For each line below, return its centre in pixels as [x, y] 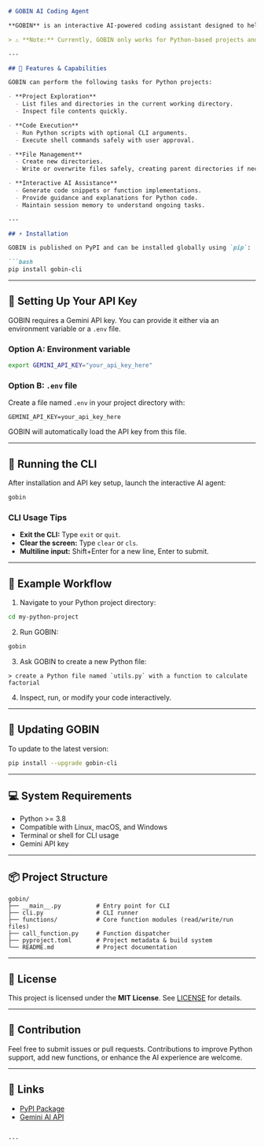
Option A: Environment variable [70, 349]
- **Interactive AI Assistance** [63, 184]
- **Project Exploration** [52, 97]
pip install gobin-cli [45, 269]
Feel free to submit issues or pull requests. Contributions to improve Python [130, 1049]
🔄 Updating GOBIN [54, 730]
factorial [24, 683]
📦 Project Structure [58, 877]
